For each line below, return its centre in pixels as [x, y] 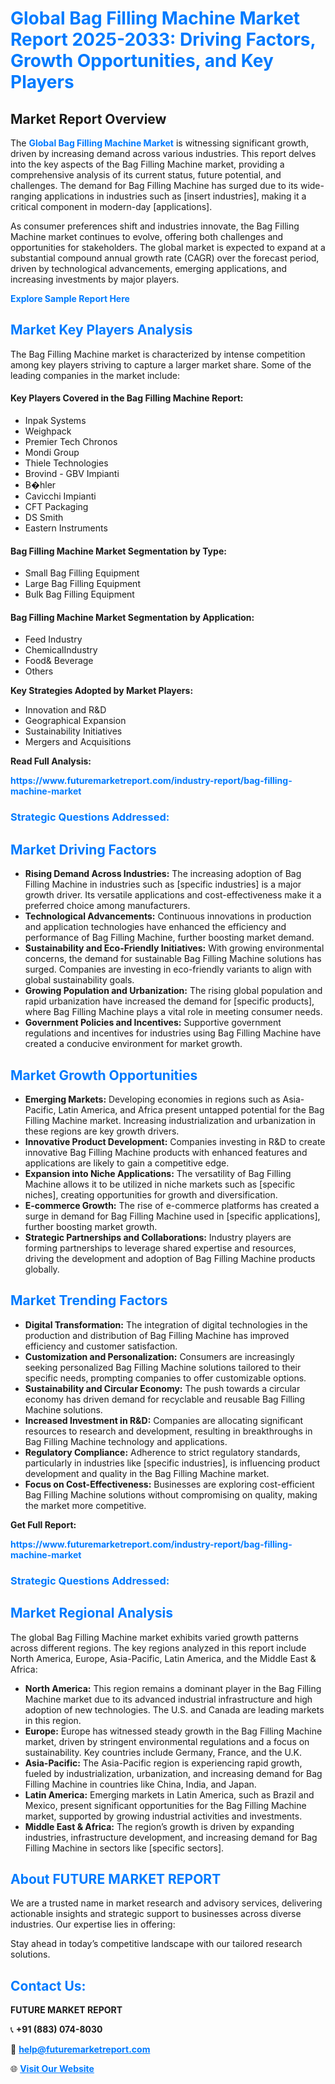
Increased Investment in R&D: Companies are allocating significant [164, 1420]
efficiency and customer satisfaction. [101, 1346]
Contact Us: [48, 1985]
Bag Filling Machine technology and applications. [126, 1441]
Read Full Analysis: [51, 761]
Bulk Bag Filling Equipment [79, 594]
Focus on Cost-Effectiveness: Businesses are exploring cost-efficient [169, 1484]
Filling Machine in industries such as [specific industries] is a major [163, 884]
